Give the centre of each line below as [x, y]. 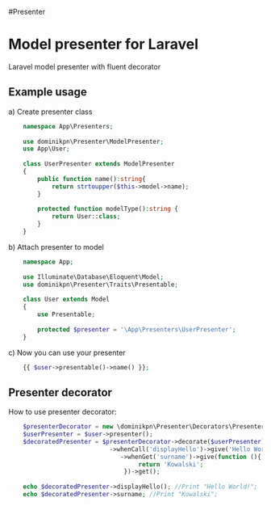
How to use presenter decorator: [63, 412]
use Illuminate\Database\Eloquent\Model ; [93, 277]
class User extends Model [67, 299]
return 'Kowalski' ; [171, 464]
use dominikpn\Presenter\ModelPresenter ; [93, 141]
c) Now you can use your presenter [67, 352]
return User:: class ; [86, 217]
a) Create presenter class [50, 112]
